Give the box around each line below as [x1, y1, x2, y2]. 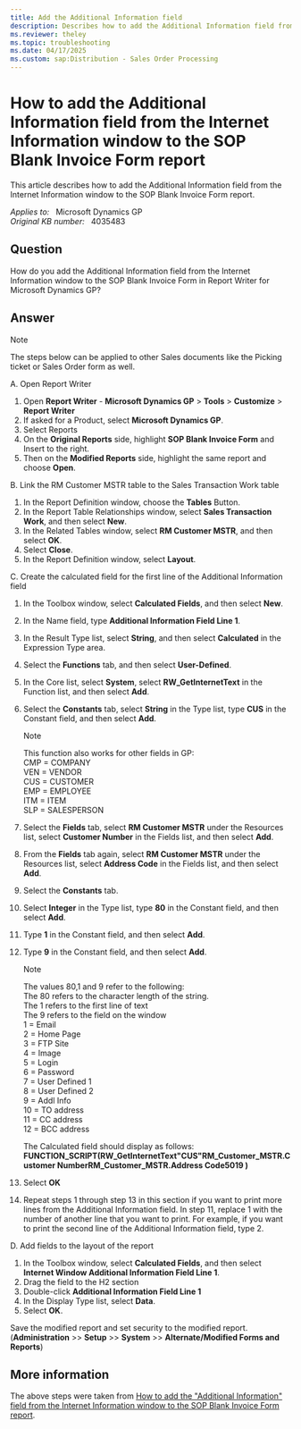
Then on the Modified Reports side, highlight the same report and [22, 452, 267, 463]
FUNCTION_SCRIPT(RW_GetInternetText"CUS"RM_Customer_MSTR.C [22, 1150, 291, 1161]
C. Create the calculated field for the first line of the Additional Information [10, 571, 283, 582]
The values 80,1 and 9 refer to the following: [22, 980, 185, 992]
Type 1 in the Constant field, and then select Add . [22, 929, 205, 939]
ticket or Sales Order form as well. [10, 361, 136, 372]
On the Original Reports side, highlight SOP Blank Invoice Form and [22, 433, 275, 444]
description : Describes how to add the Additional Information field [10, 21, 275, 30]
